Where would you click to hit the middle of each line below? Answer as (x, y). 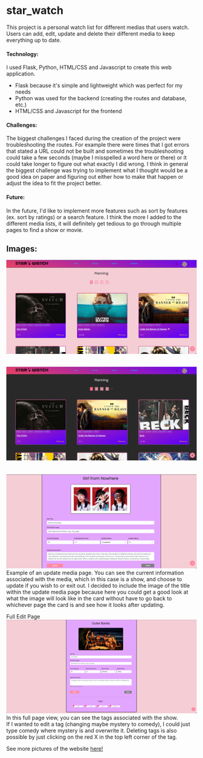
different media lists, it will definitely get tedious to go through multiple (94, 223)
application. (21, 74)
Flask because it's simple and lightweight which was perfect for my (99, 86)
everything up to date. (34, 40)
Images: (22, 249)
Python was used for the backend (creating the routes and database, (101, 98)
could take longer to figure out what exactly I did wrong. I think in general (97, 164)
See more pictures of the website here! (55, 748)
